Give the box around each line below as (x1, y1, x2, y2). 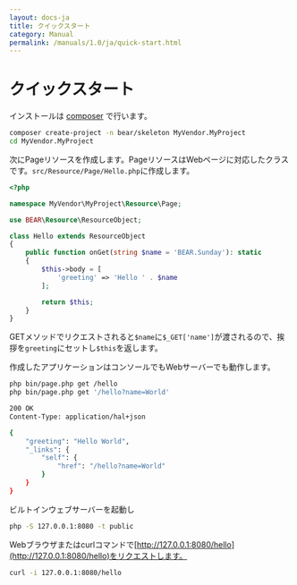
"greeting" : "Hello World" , (25, 437, 130, 445)
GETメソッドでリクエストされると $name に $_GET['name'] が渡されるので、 (9, 332, 277, 343)
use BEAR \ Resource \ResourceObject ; (9, 216, 142, 225)
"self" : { (41, 454, 78, 462)
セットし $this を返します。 (64, 343, 163, 353)
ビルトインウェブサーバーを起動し (9, 504, 135, 514)
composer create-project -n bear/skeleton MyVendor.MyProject (9, 129, 246, 138)
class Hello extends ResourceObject (9, 232, 146, 241)
